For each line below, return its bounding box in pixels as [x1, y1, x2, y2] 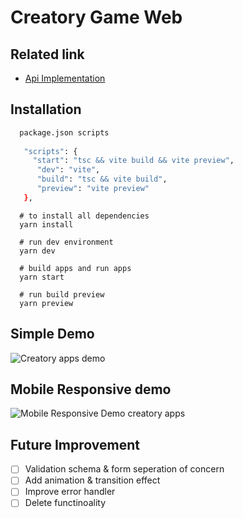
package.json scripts [19, 127, 110, 138]
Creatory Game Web [10, 6, 183, 29]
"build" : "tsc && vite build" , [36, 174, 168, 185]
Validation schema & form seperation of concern [24, 463, 225, 475]
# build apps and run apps [19, 263, 132, 273]
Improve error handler [24, 486, 116, 498]
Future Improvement [10, 436, 140, 453]
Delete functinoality [24, 497, 107, 509]
